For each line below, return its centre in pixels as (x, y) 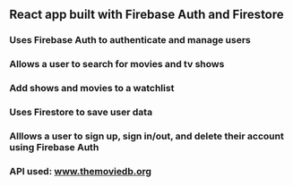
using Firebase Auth (54, 147)
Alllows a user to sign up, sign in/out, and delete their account (146, 136)
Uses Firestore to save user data (81, 113)
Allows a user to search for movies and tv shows (117, 64)
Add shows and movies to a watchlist (92, 89)
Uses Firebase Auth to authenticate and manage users (130, 40)
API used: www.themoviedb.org (81, 171)
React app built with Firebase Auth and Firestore (146, 15)
